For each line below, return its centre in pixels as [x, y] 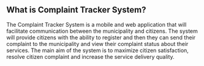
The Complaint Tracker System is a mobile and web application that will [96, 24]
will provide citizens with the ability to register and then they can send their [101, 37]
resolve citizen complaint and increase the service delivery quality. [90, 56]
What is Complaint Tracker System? [76, 10]
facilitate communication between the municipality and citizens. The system [102, 31]
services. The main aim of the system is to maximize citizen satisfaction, [97, 50]
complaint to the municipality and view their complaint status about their [97, 44]
